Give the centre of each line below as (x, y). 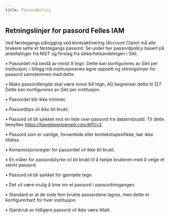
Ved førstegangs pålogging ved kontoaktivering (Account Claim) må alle (80, 43)
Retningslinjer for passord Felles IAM (65, 31)
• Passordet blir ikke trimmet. (36, 99)
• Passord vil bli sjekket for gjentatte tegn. (49, 175)
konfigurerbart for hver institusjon (41, 200)
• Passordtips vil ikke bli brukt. (37, 110)
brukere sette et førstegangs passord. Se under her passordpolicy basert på (85, 48)
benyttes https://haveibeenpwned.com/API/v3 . (54, 125)
